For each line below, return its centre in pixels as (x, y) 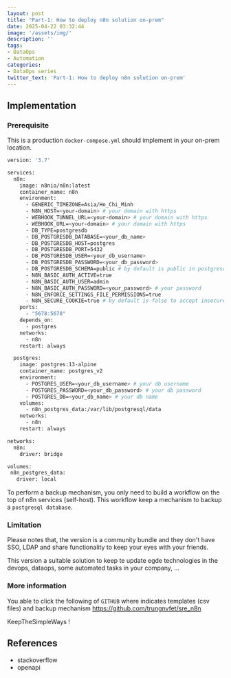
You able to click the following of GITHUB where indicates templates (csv (108, 601)
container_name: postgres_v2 (61, 371)
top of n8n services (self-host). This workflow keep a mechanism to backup (114, 500)
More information (37, 586)
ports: (29, 308)
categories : (24, 65)
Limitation (24, 525)
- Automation (26, 59)
